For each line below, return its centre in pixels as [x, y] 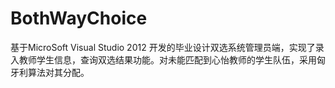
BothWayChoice [79, 18]
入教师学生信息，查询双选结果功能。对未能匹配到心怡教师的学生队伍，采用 [163, 59]
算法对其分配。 [58, 72]
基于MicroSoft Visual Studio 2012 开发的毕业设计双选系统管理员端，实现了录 [167, 47]
